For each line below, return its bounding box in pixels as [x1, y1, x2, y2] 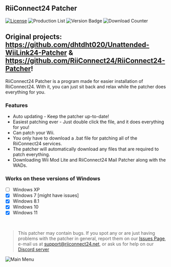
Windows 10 [12, 204, 39, 210]
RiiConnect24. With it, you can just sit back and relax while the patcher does [5, 83, 166, 90]
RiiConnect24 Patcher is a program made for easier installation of [5, 78, 143, 84]
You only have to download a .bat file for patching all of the [12, 135, 137, 141]
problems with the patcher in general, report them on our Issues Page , [17, 235, 166, 241]
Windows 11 [12, 210, 38, 216]
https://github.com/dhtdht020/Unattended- [5, 40, 149, 49]
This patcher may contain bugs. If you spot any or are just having [17, 230, 155, 236]
